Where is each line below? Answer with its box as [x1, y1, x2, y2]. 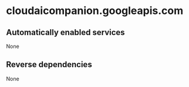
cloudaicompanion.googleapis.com [6, 4, 184, 18]
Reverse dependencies [6, 60, 92, 69]
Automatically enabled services [6, 27, 125, 37]
